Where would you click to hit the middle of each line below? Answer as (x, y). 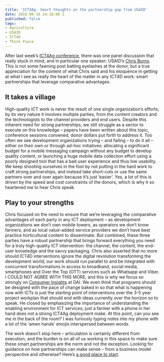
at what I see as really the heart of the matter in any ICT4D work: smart (77, 76)
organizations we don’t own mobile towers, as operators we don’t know (77, 225)
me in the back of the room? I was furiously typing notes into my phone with (82, 319)
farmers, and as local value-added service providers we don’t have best (78, 230)
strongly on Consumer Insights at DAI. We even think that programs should (80, 282)
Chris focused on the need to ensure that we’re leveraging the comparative (81, 215)
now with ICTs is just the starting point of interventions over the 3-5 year (78, 293)
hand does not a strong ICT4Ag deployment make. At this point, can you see (82, 314)
